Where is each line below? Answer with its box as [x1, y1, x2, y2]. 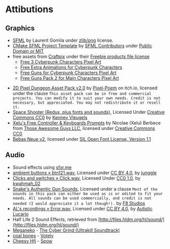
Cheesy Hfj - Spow [12, 238, 53, 244]
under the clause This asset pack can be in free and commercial [12, 90, 152, 96]
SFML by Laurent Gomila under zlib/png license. [12, 37, 114, 43]
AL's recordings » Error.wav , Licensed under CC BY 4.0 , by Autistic [12, 205, 153, 211]
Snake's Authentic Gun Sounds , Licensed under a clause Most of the [12, 185, 158, 192]
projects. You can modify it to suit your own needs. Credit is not [12, 96, 161, 101]
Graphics [5, 24, 35, 33]
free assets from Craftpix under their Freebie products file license [12, 53, 150, 59]
